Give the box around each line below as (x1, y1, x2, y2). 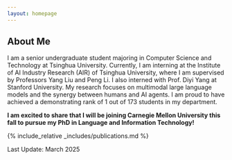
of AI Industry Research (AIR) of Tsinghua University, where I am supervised (7, 68, 224, 77)
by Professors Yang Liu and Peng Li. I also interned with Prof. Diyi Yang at (7, 76, 217, 84)
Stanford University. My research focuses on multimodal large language (7, 83, 213, 92)
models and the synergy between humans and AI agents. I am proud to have (7, 90, 225, 99)
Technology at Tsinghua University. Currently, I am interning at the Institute (7, 61, 221, 70)
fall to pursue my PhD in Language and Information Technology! (7, 119, 195, 127)
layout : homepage (7, 10, 57, 17)
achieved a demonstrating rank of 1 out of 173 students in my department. (7, 98, 218, 106)
